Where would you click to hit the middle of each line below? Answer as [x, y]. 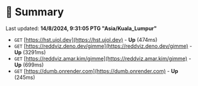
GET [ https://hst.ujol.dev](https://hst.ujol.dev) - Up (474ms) [86, 39]
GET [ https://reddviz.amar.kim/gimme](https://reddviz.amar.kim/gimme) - [103, 58]
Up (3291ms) [30, 52]
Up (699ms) [29, 65]
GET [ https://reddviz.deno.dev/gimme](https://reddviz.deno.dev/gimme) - [103, 46]
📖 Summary [35, 12]
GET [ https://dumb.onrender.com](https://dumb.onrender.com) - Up [96, 71]
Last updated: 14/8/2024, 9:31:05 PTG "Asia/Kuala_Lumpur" [81, 28]
